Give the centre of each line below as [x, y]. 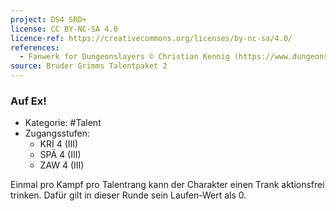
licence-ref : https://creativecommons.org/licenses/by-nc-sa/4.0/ [151, 38]
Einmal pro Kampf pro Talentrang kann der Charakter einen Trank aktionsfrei [167, 185]
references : [35, 47]
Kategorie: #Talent [63, 123]
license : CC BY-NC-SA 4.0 [64, 29]
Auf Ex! [28, 101]
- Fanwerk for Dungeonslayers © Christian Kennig [124, 57]
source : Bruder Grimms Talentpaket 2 [89, 66]
